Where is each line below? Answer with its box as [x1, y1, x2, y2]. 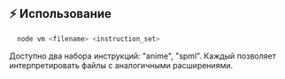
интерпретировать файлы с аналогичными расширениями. [9, 59, 233, 70]
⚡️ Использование [9, 6, 112, 21]
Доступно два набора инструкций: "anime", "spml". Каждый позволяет [9, 51, 276, 61]
